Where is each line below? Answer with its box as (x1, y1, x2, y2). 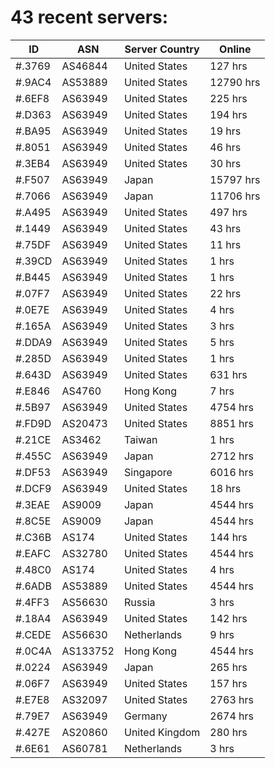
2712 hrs (209, 449, 254, 463)
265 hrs (209, 660, 248, 674)
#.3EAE (15, 497, 51, 511)
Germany (123, 709, 168, 723)
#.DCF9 (15, 481, 52, 495)
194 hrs (209, 107, 248, 121)
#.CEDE (15, 627, 52, 641)
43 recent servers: (10, 6, 169, 29)
